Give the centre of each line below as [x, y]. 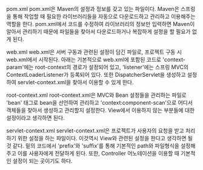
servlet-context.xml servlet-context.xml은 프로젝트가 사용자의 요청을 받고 [95, 131]
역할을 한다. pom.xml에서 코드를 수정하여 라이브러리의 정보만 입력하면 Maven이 [101, 24]
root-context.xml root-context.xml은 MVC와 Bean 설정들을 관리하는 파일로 [96, 95]
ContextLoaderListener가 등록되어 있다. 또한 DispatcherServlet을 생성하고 [96, 75]
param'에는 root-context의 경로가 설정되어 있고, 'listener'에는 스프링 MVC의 [98, 67]
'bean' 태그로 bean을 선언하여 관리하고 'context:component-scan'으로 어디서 [99, 103]
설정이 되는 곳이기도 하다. [42, 161]
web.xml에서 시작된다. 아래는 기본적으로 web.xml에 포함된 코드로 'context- [96, 60]
